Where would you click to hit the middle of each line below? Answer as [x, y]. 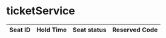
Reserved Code [135, 30]
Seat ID [20, 30]
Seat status [89, 30]
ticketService [41, 11]
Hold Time [51, 30]
